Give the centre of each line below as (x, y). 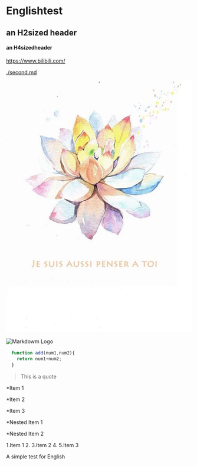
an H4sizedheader (29, 48)
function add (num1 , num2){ (43, 353)
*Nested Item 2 (25, 434)
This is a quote (39, 377)
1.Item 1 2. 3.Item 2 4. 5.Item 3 (42, 445)
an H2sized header (42, 33)
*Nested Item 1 (24, 422)
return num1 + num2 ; (39, 359)
